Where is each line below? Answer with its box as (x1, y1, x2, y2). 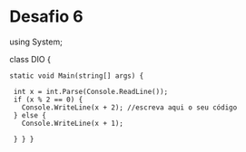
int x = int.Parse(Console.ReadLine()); (13, 87, 169, 96)
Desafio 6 (9, 6, 84, 27)
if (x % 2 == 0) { (13, 95, 84, 104)
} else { (13, 110, 47, 119)
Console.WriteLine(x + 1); (21, 119, 124, 128)
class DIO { (9, 53, 52, 64)
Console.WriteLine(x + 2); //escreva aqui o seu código (21, 102, 238, 112)
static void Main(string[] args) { (9, 71, 144, 81)
